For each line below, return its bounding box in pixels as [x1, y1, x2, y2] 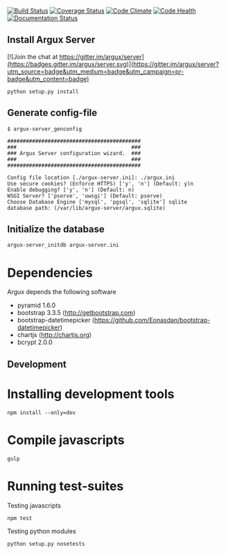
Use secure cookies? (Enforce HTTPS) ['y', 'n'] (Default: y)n [7, 180, 194, 187]
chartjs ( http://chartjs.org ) [17, 331, 92, 339]
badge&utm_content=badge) [7, 74, 89, 83]
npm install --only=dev [7, 409, 76, 416]
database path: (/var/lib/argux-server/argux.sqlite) [7, 204, 166, 211]
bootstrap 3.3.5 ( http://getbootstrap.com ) [17, 309, 136, 317]
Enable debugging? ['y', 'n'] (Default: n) [7, 186, 135, 193]
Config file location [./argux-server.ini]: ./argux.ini [7, 174, 175, 181]
